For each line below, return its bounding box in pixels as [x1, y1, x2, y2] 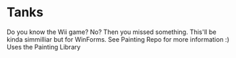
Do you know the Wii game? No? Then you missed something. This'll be [6, 28, 217, 36]
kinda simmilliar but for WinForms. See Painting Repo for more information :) [6, 35, 230, 43]
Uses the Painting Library [6, 42, 81, 51]
